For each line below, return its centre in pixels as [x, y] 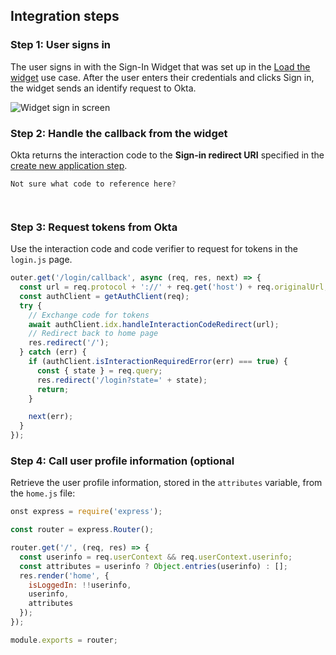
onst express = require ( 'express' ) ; [86, 512]
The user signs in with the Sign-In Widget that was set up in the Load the [160, 66]
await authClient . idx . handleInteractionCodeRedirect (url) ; [154, 324]
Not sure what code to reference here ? [93, 184]
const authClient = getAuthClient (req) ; [104, 296]
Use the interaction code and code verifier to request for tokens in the [154, 249]
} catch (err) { [53, 352]
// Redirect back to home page [93, 334]
